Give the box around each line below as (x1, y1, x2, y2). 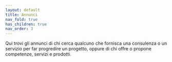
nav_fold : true (5, 17, 38, 22)
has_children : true (5, 21, 47, 27)
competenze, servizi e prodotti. (5, 51, 71, 57)
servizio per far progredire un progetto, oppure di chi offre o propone (5, 46, 151, 52)
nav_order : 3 (5, 26, 33, 32)
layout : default (5, 7, 40, 13)
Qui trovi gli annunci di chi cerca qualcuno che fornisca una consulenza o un (5, 40, 167, 46)
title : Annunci (5, 12, 38, 17)
